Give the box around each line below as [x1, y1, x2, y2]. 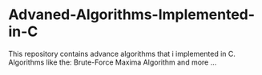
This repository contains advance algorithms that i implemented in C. [8, 49, 236, 58]
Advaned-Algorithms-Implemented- [8, 6, 255, 24]
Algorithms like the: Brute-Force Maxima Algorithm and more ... [8, 57, 217, 67]
